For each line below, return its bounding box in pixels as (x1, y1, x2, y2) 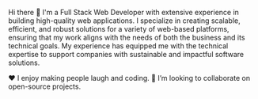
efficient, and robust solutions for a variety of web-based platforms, (8, 25, 230, 33)
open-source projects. (8, 82, 82, 91)
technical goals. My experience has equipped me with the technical (8, 41, 229, 51)
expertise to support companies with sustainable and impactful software (8, 50, 245, 59)
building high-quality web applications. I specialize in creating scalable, (8, 16, 241, 25)
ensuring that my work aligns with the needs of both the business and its (8, 32, 245, 42)
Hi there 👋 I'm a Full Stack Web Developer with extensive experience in (8, 8, 240, 17)
